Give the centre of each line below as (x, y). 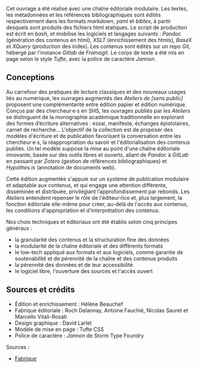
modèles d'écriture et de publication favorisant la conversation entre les (94, 136)
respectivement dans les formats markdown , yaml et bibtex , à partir (89, 21)
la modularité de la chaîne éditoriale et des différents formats (89, 246)
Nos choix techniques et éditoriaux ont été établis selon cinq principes (92, 222)
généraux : (19, 228)
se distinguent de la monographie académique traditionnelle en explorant (95, 117)
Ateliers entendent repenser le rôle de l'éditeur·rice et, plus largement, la (94, 197)
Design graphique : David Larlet (53, 323)
